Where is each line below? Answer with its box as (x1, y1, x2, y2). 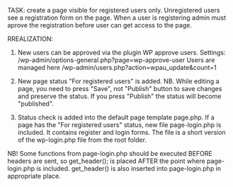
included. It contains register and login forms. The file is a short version (17, 128, 226, 136)
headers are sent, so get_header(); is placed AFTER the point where (7, 157, 205, 165)
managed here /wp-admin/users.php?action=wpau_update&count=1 (17, 64, 217, 71)
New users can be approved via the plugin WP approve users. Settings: (17, 49, 226, 56)
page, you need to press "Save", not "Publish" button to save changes (17, 85, 222, 92)
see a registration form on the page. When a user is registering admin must (7, 13, 227, 22)
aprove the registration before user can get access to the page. (7, 21, 193, 29)
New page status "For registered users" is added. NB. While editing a (17, 77, 220, 85)
